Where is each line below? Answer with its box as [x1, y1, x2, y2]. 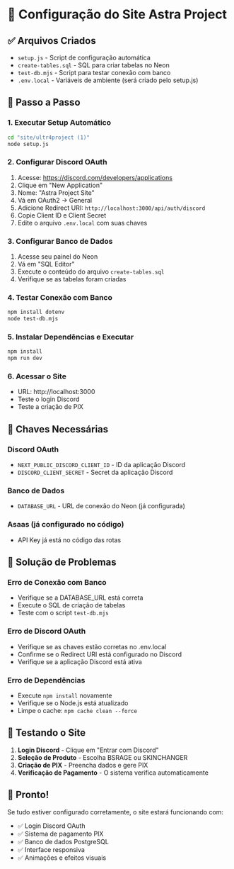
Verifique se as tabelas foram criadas [17, 275, 127, 284]
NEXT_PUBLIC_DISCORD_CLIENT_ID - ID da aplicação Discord [17, 461, 186, 469]
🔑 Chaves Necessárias [7, 423, 109, 435]
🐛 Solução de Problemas [7, 556, 117, 568]
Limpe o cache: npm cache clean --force [17, 706, 138, 714]
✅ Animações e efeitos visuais [17, 853, 107, 862]
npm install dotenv [7, 308, 65, 316]
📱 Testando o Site [7, 727, 86, 739]
